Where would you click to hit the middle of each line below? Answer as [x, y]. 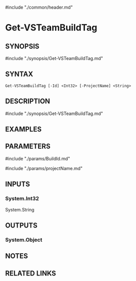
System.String [20, 209]
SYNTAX [19, 74]
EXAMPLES [23, 129]
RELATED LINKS [31, 273]
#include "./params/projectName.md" [44, 168]
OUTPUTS [21, 225]
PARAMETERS [28, 147]
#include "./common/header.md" [39, 7]
